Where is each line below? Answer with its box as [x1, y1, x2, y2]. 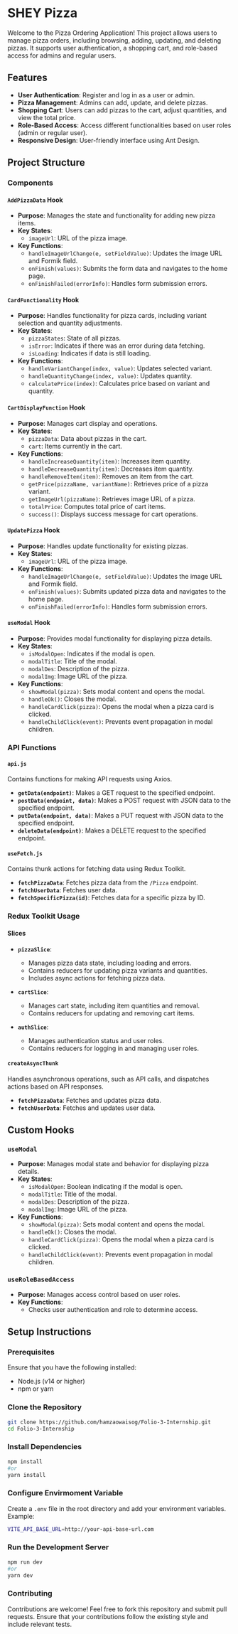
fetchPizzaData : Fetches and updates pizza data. [17, 1096, 162, 1104]
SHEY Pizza [7, 5, 78, 21]
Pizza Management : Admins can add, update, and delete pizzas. [17, 98, 208, 107]
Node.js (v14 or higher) [17, 1377, 85, 1386]
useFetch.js [7, 850, 43, 858]
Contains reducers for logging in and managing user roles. [28, 1044, 200, 1052]
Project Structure [7, 156, 85, 169]
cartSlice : [17, 987, 49, 996]
